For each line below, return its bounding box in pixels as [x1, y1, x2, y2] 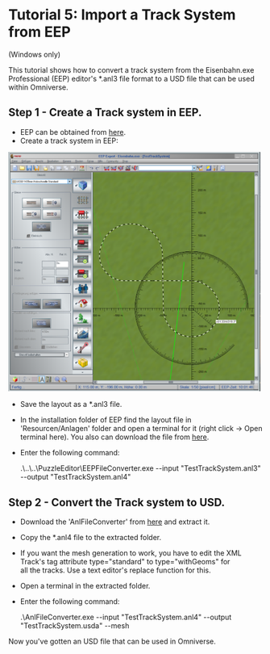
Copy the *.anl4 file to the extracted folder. [19, 533, 162, 543]
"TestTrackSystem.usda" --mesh [19, 621, 130, 631]
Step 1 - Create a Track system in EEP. [8, 106, 202, 119]
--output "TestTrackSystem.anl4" [19, 472, 131, 482]
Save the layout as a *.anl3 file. [19, 400, 123, 409]
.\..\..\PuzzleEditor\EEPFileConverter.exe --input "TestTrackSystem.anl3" [19, 463, 262, 473]
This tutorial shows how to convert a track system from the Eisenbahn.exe [8, 65, 255, 74]
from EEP [8, 23, 71, 41]
